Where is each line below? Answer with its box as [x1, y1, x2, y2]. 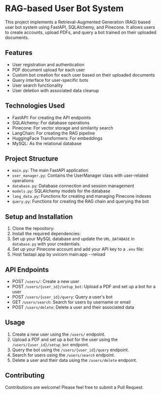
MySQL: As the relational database [12, 140, 82, 146]
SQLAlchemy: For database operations [12, 120, 90, 126]
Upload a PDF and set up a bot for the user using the [12, 337, 118, 342]
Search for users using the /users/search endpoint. [12, 352, 115, 358]
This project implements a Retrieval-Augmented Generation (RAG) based [5, 19, 151, 25]
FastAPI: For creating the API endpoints [12, 114, 91, 120]
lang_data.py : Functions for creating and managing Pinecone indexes [12, 193, 152, 199]
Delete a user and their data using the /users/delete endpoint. [12, 357, 138, 363]
